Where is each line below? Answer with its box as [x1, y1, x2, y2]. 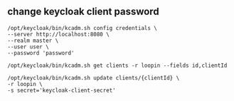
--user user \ [7, 43, 50, 51]
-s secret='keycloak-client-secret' [7, 87, 116, 94]
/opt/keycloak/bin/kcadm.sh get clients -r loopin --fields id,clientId [7, 62, 228, 69]
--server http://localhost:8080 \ [7, 31, 110, 38]
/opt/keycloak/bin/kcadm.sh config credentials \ [7, 24, 158, 31]
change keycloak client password [7, 6, 159, 18]
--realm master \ [7, 37, 59, 44]
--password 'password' [7, 49, 75, 56]
